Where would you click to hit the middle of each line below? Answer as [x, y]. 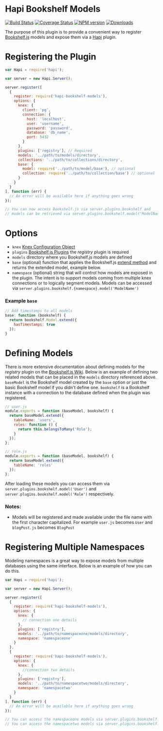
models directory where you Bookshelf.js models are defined [72, 257]
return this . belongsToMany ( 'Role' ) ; [55, 429]
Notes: [13, 506]
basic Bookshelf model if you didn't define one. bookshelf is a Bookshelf [77, 387]
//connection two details [49, 670]
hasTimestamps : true [34, 324]
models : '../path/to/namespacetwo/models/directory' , [73, 684]
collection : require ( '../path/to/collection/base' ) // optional [89, 173]
